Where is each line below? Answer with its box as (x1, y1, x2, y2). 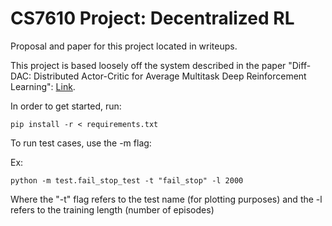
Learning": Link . (10, 80, 76, 92)
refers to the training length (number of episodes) (10, 203, 215, 216)
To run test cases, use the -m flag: (10, 137, 152, 149)
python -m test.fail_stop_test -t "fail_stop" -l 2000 (10, 175, 244, 186)
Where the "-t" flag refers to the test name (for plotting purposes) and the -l (10, 193, 323, 205)
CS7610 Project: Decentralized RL (10, 7, 295, 30)
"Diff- (288, 59, 312, 71)
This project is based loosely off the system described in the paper (10, 59, 287, 71)
